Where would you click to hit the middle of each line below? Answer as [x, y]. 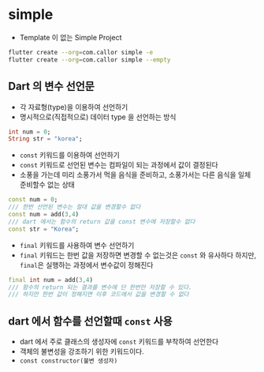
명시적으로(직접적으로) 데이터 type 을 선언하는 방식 [98, 117]
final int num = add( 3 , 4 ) [50, 280]
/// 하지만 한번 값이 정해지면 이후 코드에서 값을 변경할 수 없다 [99, 295]
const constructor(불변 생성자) [69, 361]
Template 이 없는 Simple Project [71, 37]
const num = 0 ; [33, 200]
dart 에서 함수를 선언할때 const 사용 [91, 321]
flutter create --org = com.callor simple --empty [89, 60]
